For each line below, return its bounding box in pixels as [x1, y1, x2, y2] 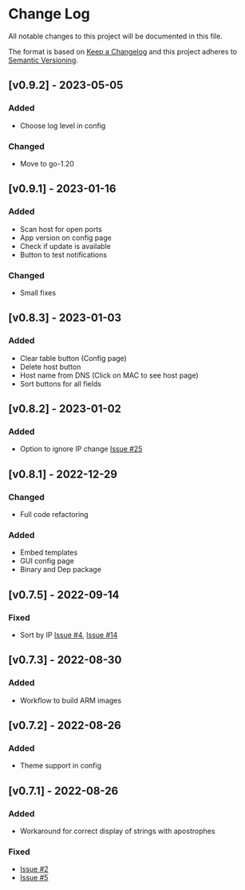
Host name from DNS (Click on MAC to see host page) [19, 370, 199, 380]
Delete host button [19, 362, 81, 371]
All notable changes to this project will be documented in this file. [8, 31, 223, 41]
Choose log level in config [19, 121, 106, 130]
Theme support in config [19, 761, 102, 771]
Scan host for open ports [19, 224, 102, 234]
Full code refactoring [19, 509, 89, 519]
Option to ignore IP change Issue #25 [19, 444, 143, 454]
